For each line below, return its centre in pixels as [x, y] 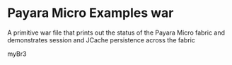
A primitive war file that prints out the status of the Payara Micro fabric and [116, 32]
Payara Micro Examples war [91, 13]
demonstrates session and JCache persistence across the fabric [101, 40]
